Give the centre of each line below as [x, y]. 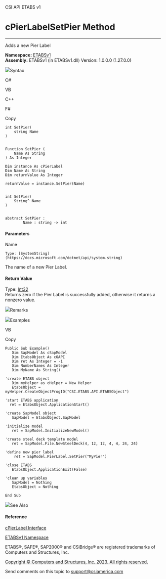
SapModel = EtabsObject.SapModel [46, 418]
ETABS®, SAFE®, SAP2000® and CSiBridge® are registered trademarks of [80, 547]
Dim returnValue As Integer [34, 175]
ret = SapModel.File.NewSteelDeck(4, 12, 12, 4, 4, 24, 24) [75, 444]
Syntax [17, 70]
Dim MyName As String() [36, 370]
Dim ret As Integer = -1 [37, 361]
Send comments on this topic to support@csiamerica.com [64, 571]
